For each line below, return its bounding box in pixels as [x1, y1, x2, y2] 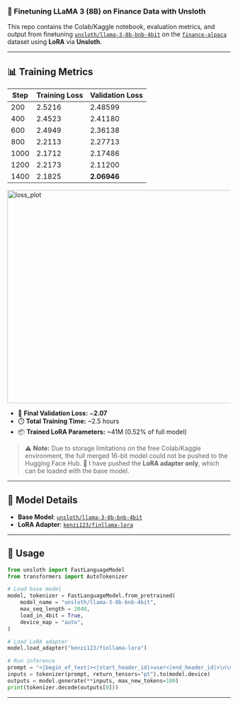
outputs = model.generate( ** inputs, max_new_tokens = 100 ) [7, 677, 179, 684]
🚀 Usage [7, 547, 45, 559]
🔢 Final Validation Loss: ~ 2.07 [17, 409, 108, 417]
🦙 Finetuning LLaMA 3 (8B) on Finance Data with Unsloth [7, 6, 206, 16]
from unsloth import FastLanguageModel [7, 566, 125, 574]
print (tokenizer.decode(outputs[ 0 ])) [7, 684, 119, 691]
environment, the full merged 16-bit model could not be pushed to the [24, 452, 228, 460]
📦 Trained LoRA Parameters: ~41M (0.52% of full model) [17, 427, 187, 436]
